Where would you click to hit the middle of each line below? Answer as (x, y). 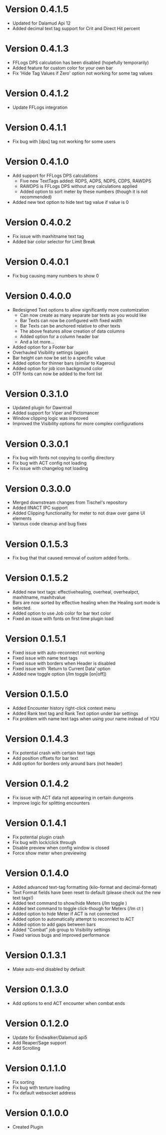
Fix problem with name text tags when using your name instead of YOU (86, 719)
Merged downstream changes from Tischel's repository (70, 502)
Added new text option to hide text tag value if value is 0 (70, 202)
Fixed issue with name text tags (45, 658)
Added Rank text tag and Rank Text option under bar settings (75, 714)
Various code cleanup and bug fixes (49, 524)
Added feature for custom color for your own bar (63, 68)
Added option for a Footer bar (43, 347)
